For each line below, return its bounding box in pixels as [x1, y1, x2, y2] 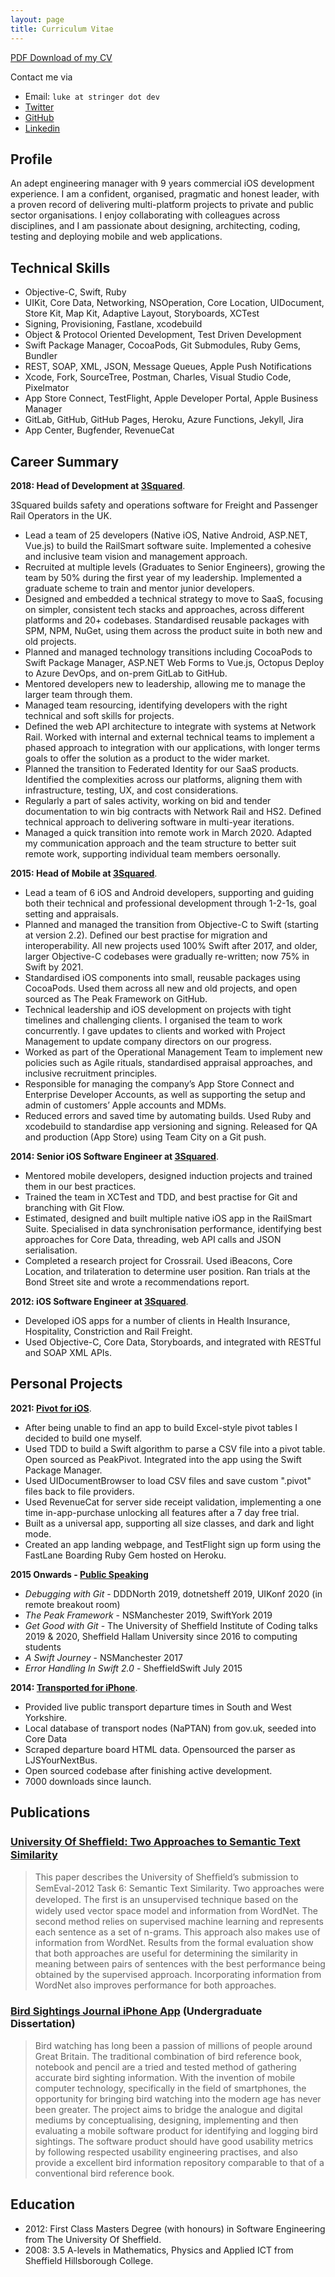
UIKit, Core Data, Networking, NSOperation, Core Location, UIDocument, [24, 297, 325, 309]
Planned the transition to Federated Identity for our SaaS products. [24, 762, 300, 775]
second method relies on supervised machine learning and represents [34, 1916, 324, 1928]
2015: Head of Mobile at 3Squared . [10, 867, 158, 879]
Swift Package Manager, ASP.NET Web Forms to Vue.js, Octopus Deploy [24, 656, 325, 668]
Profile [10, 151, 53, 168]
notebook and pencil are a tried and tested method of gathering [34, 2061, 297, 2073]
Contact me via [10, 71, 73, 83]
